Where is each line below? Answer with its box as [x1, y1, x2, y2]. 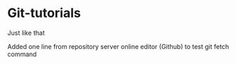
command [7, 50, 37, 58]
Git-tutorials [7, 5, 81, 21]
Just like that [7, 28, 45, 37]
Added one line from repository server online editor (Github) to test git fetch [7, 42, 230, 50]
